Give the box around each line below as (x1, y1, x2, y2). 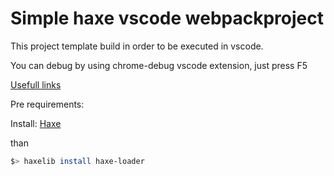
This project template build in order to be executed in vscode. (10, 40, 264, 52)
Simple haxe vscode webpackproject (10, 7, 324, 30)
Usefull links (10, 78, 62, 91)
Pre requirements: (10, 98, 85, 110)
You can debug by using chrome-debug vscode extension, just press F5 (10, 59, 308, 71)
